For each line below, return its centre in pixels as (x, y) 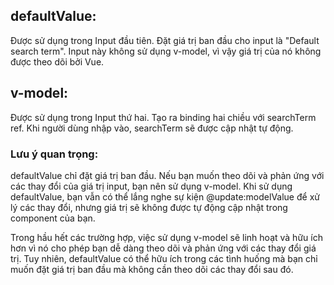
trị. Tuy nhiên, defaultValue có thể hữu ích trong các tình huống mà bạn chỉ (164, 258)
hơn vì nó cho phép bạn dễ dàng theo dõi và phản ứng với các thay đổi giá (163, 248)
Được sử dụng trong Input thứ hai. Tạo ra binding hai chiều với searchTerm (163, 117)
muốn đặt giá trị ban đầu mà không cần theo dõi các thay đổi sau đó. (152, 269)
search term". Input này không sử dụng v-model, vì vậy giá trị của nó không (166, 51)
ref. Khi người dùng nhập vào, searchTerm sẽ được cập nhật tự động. (152, 128)
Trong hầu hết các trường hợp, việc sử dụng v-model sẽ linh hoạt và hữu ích (166, 237)
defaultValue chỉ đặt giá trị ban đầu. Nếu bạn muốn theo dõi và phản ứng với (167, 175)
